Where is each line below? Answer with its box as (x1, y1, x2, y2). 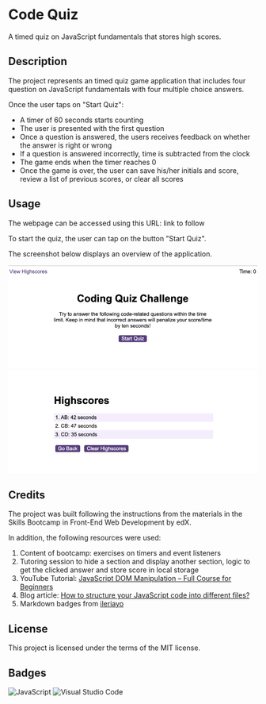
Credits (8, 488, 46, 502)
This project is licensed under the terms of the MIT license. (8, 643, 200, 652)
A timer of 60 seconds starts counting (19, 115, 144, 125)
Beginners (19, 582, 54, 592)
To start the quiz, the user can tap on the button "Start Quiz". (8, 233, 207, 243)
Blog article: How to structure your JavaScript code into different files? (19, 591, 250, 600)
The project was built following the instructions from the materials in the (8, 510, 243, 519)
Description (8, 55, 67, 68)
